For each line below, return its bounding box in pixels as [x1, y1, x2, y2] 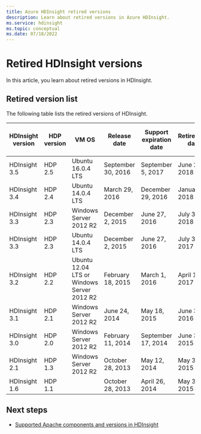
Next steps [6, 405, 48, 415]
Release [108, 131, 132, 140]
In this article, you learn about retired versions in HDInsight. [6, 77, 153, 84]
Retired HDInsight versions [6, 57, 142, 71]
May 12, [141, 356, 165, 364]
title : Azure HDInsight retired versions [6, 8, 111, 15]
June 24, [103, 306, 130, 315]
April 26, [141, 377, 166, 385]
